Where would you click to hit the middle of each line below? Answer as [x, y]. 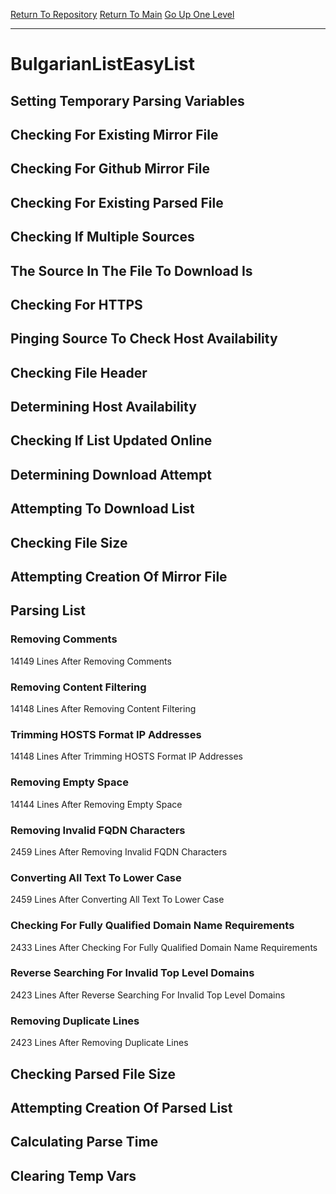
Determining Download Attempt [111, 474]
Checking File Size [69, 542]
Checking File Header [79, 372]
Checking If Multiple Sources [102, 237]
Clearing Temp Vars [73, 1175]
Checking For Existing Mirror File [114, 134]
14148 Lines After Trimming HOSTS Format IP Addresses [126, 756]
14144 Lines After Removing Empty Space [96, 804]
